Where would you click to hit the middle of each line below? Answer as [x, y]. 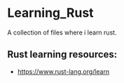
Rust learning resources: [62, 55]
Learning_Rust [50, 13]
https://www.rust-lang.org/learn [63, 71]
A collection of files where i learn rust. [62, 32]
